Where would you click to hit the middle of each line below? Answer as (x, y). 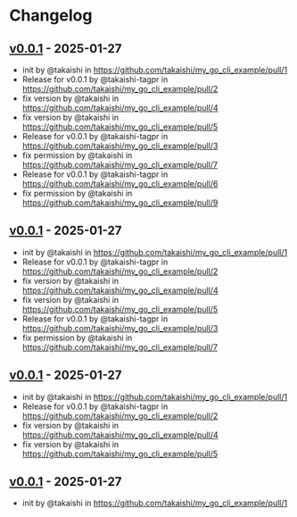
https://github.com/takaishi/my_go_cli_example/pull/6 (120, 183)
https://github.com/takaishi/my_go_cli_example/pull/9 (120, 203)
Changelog (51, 16)
